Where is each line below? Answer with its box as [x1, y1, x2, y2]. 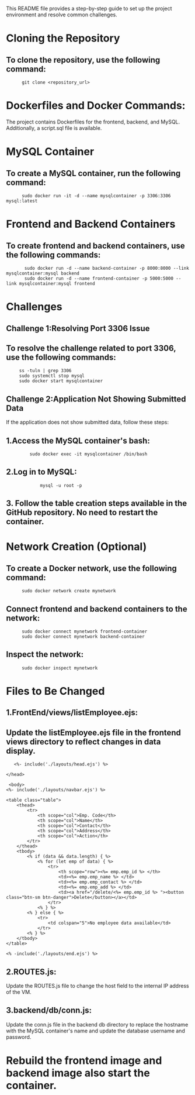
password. [6, 1033, 32, 1041]
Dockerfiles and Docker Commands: [6, 99, 186, 112]
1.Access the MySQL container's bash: [6, 435, 150, 445]
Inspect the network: [6, 650, 84, 660]
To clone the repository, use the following [6, 55, 161, 65]
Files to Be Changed [6, 684, 105, 698]
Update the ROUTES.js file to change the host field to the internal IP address [6, 982, 189, 989]
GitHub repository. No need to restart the [6, 507, 158, 517]
